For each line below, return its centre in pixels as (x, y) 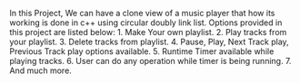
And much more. (41, 70)
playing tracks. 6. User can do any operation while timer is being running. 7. (150, 61)
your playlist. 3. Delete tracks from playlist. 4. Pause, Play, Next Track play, (149, 41)
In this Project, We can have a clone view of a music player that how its (142, 13)
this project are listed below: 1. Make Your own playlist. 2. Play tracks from (148, 32)
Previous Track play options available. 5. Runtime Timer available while (142, 51)
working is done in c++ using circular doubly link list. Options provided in (146, 23)
